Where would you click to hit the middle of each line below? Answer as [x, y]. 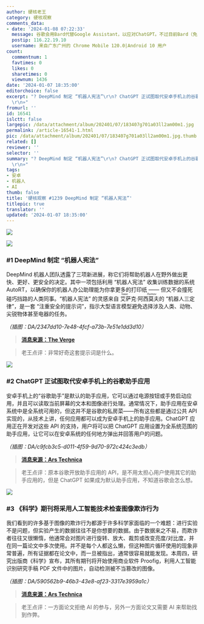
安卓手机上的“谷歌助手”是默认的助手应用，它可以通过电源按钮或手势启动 [97, 396]
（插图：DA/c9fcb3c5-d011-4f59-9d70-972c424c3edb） [78, 446]
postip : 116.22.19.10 [39, 40]
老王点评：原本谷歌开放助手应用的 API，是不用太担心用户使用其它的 [106, 472]
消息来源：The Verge [48, 340]
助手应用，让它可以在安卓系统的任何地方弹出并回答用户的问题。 [86, 433]
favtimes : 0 [27, 63]
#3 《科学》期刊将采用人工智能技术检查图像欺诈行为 [83, 509]
